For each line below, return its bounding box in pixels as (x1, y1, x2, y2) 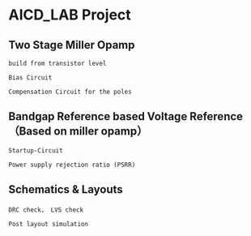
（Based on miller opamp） (8, 124, 148, 139)
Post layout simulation (8, 220, 89, 228)
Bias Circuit (8, 74, 53, 82)
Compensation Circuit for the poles (8, 88, 132, 96)
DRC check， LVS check (8, 205, 83, 214)
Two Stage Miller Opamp (8, 38, 135, 52)
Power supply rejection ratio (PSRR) (8, 161, 136, 169)
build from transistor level (8, 59, 107, 67)
